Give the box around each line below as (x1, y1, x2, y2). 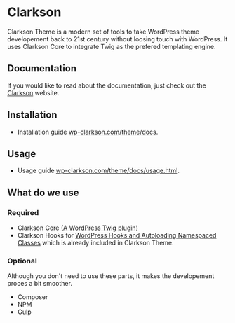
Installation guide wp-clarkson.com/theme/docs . (17, 128, 159, 136)
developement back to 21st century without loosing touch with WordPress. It (7, 34, 228, 43)
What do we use (7, 186, 79, 198)
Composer (17, 293, 48, 301)
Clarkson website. (7, 88, 60, 97)
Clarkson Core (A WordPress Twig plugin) (17, 224, 138, 232)
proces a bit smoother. (7, 280, 72, 288)
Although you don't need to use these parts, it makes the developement (7, 272, 215, 280)
